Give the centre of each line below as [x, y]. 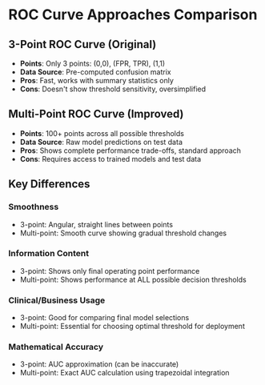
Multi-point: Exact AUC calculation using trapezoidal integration [124, 373]
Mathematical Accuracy [56, 347]
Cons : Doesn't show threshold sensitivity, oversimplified [113, 89]
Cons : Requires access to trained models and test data [110, 158]
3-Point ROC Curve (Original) [82, 44]
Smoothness [34, 207]
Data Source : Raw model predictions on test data [101, 142]
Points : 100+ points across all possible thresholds [102, 133]
